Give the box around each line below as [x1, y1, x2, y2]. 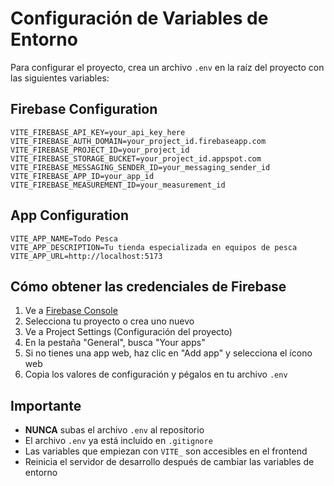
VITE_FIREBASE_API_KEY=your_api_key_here [10, 127, 186, 137]
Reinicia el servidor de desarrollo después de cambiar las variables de [24, 456, 315, 468]
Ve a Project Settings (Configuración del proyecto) [24, 326, 233, 338]
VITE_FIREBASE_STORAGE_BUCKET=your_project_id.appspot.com [10, 153, 262, 164]
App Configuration [10, 207, 129, 224]
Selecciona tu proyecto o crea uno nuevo [24, 315, 195, 327]
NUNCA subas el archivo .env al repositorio [24, 424, 205, 436]
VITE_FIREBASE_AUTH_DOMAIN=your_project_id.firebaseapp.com [10, 136, 267, 146]
